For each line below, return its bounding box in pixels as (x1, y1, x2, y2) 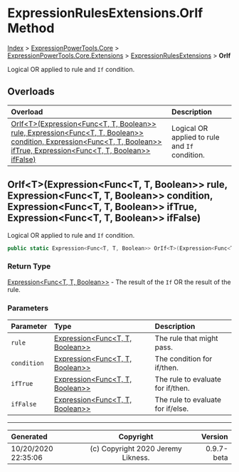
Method (7, 20, 55, 36)
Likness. (122, 453, 150, 463)
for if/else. (154, 404, 189, 414)
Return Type (7, 261, 51, 271)
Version (201, 432, 228, 442)
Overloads (7, 85, 55, 98)
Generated (11, 432, 48, 442)
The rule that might (154, 333, 218, 343)
